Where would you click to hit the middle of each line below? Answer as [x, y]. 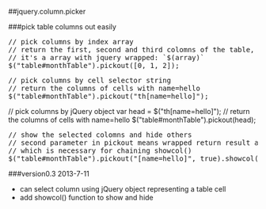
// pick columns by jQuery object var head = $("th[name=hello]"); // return [129, 111]
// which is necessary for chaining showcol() [100, 151]
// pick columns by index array [71, 42]
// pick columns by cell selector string [90, 80]
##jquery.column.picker [47, 11]
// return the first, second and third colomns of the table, [131, 49]
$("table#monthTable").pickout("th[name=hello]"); [108, 96]
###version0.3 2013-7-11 [49, 174]
